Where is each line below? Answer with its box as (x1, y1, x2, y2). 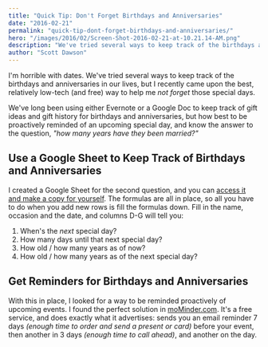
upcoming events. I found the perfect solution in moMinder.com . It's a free (8, 304, 253, 313)
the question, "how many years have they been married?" (8, 128, 199, 138)
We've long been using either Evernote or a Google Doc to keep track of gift (8, 103, 258, 112)
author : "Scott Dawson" (8, 49, 88, 57)
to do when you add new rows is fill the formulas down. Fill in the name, (8, 202, 244, 211)
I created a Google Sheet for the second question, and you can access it (8, 185, 246, 195)
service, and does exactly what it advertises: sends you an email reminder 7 (8, 313, 258, 322)
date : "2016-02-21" (8, 19, 73, 27)
